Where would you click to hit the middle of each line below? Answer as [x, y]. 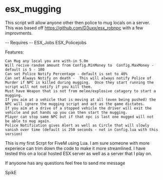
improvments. [19, 33]
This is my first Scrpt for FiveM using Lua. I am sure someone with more [77, 143]
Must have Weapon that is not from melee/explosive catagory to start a [81, 91]
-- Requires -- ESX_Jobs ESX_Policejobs [46, 42]
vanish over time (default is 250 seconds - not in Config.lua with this [82, 129]
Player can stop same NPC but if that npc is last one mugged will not [79, 117]
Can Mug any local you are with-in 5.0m [47, 61]
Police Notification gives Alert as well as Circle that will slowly [77, 125]
